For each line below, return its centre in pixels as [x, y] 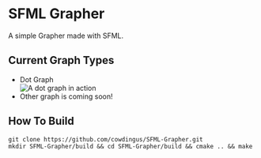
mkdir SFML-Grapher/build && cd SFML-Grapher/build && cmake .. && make [130, 146]
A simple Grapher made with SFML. [66, 36]
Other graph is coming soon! [66, 96]
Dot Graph [36, 79]
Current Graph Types [61, 60]
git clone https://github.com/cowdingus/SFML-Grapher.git [106, 139]
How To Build [41, 121]
